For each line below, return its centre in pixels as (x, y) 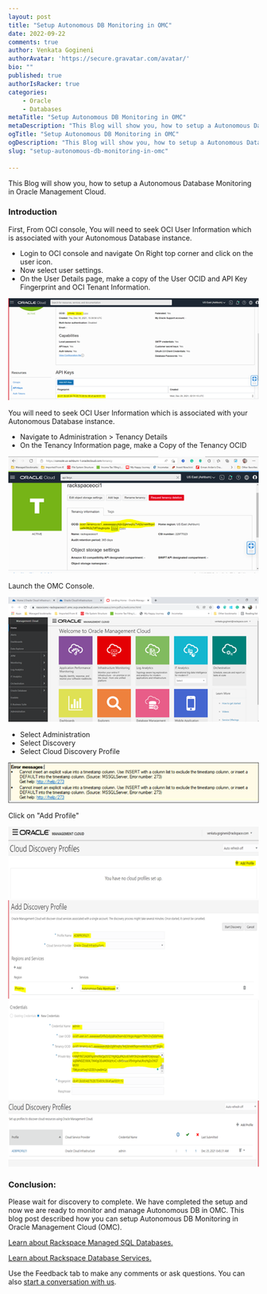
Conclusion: (32, 1185)
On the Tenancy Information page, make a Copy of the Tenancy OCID (133, 445)
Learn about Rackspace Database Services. (80, 1258)
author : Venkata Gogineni (51, 51)
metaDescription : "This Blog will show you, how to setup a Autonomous (129, 126)
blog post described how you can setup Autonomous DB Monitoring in (123, 1219)
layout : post (30, 17)
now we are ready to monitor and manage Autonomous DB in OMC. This (126, 1210)
